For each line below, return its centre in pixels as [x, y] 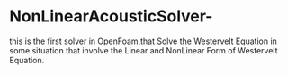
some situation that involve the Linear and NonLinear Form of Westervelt [143, 50]
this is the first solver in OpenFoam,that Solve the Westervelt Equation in [143, 41]
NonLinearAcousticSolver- [111, 16]
